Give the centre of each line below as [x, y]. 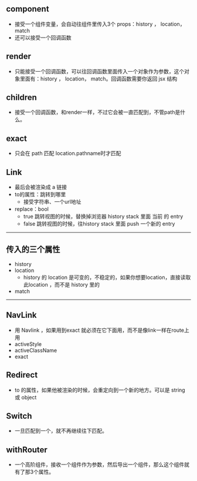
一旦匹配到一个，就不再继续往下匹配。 [61, 431]
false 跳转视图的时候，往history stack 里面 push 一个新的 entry [99, 224]
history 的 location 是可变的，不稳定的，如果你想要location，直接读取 [107, 277]
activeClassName [36, 350]
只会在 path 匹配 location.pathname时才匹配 [68, 153]
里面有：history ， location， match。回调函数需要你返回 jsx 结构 [98, 79]
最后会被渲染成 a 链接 [41, 187]
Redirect [22, 375]
